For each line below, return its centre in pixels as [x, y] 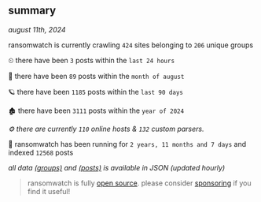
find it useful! [49, 191]
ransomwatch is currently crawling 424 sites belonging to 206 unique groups [131, 45]
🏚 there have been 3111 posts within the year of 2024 [96, 110]
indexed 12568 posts [41, 152]
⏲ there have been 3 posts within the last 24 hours [92, 60]
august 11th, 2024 [37, 29]
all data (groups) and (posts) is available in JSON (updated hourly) [117, 167]
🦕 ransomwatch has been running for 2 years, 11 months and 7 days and [127, 144]
